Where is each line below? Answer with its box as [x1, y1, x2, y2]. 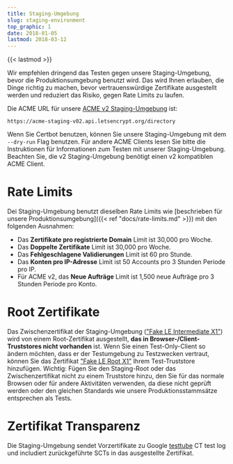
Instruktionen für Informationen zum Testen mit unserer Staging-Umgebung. [7, 145, 226, 153]
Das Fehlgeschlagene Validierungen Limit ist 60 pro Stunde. [17, 250, 193, 258]
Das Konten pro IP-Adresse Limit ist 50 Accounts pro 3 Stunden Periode [17, 258, 226, 266]
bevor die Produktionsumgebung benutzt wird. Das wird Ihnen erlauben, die [7, 76, 225, 84]
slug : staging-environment [7, 17, 86, 24]
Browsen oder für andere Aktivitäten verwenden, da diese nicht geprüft [7, 379, 211, 387]
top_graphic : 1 [7, 23, 51, 30]
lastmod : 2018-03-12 [7, 36, 67, 43]
